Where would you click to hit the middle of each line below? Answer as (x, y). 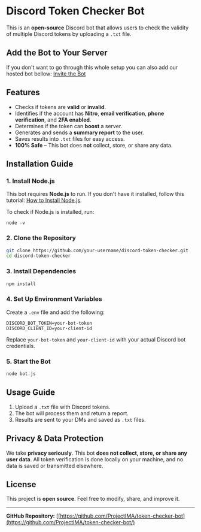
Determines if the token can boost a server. (68, 126)
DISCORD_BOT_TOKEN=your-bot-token (49, 323)
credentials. (21, 346)
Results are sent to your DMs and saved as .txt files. (80, 419)
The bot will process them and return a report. (71, 413)
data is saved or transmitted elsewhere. (55, 465)
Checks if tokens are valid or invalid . (60, 107)
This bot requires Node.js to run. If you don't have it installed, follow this (95, 194)
